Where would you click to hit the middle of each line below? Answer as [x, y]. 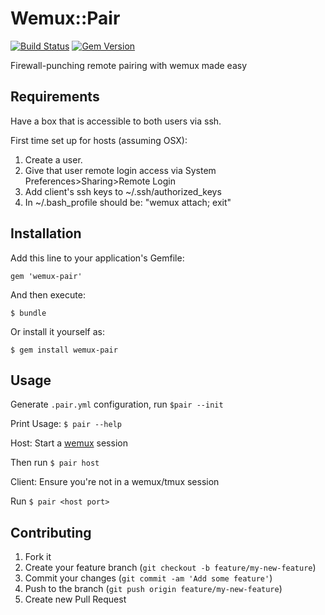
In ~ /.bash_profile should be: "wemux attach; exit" [128, 202]
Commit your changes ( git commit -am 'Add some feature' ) [148, 578]
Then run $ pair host [55, 463]
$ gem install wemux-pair [64, 350]
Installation [46, 233]
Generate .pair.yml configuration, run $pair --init [117, 404]
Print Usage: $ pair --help [66, 424]
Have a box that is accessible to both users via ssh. [116, 121]
